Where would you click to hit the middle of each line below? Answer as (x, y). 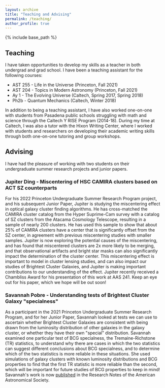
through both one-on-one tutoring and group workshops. (63, 137)
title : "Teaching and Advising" (38, 14)
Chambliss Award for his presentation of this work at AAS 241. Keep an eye (81, 277)
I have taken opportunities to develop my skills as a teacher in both (73, 65)
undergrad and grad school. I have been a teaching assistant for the (74, 70)
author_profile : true (27, 23)
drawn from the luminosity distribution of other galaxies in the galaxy (75, 328)
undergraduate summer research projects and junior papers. (66, 169)
